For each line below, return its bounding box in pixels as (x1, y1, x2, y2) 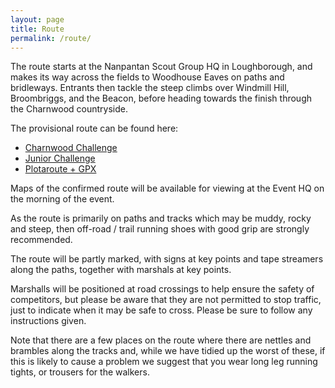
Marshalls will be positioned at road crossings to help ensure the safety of (10, 283, 315, 295)
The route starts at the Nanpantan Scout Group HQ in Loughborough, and (10, 61, 313, 73)
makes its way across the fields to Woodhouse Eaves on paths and (10, 71, 285, 83)
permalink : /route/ (10, 33, 92, 43)
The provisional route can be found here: (10, 122, 179, 135)
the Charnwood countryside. (10, 103, 129, 115)
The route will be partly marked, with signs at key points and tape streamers (10, 253, 324, 265)
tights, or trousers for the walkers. (10, 366, 150, 378)
